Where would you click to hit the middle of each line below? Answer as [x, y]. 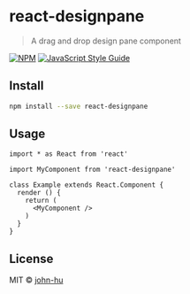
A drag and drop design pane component [106, 41]
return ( [41, 201]
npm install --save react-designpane [79, 106]
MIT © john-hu [36, 280]
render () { [39, 193]
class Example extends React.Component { [87, 185]
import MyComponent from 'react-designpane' [92, 170]
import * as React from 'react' [68, 154]
